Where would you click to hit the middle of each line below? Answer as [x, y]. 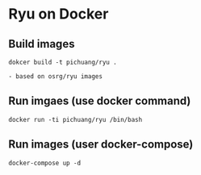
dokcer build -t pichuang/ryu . [63, 62]
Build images [42, 44]
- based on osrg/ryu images [56, 77]
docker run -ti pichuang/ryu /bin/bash [75, 119]
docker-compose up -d [45, 163]
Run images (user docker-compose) [101, 145]
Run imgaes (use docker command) [100, 101]
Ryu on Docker [59, 14]
